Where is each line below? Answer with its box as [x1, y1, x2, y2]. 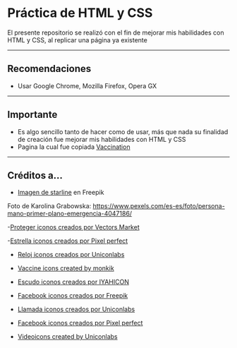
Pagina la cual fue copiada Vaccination [17, 143, 130, 151]
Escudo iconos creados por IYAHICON [17, 277, 129, 287]
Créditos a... [7, 169, 63, 181]
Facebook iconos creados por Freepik [17, 292, 128, 300]
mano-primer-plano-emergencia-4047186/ [7, 210, 133, 218]
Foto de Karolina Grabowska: [7, 202, 92, 210]
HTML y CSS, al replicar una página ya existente [7, 35, 148, 44]
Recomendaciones [7, 63, 92, 75]
